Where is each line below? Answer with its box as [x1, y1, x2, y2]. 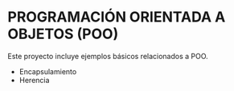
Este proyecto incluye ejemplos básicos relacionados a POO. [7, 51, 208, 61]
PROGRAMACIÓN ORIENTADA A [7, 8, 226, 26]
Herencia [18, 75, 50, 85]
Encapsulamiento [18, 66, 77, 76]
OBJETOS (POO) [7, 25, 119, 43]
